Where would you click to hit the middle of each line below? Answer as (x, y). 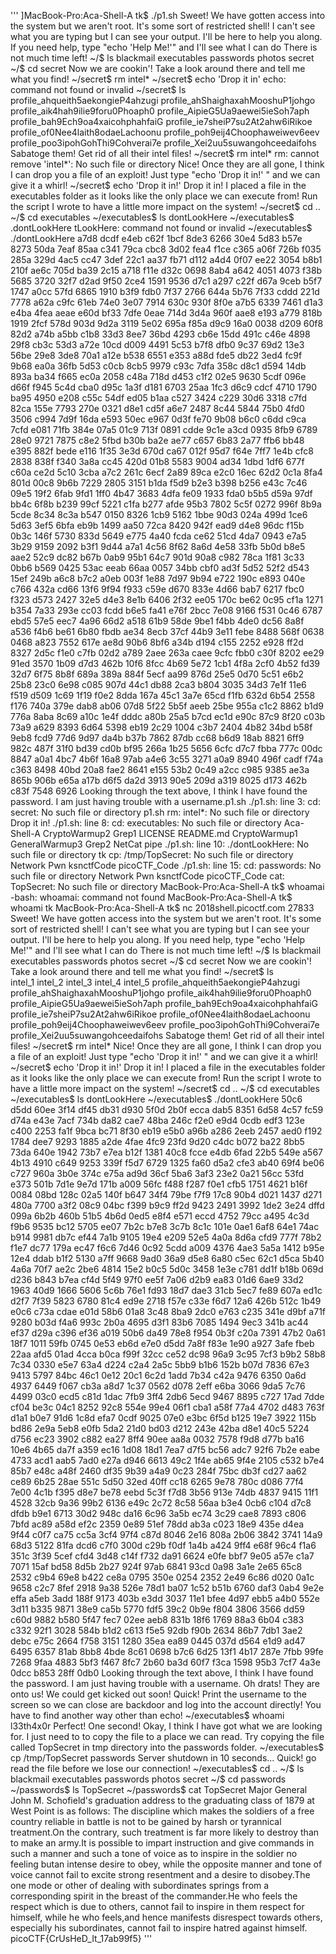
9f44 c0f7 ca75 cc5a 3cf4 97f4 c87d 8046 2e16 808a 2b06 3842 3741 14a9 (166, 1534)
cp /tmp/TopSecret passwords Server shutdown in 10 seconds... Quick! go (163, 1758)
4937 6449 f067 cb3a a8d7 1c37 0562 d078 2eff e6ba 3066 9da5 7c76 (158, 1386)
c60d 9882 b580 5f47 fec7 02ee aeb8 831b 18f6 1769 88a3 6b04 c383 (157, 1619)
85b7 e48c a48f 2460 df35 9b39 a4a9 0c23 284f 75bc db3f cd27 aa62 (158, 1471)
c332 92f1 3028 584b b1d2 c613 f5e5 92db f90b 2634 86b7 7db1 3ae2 (156, 1630)
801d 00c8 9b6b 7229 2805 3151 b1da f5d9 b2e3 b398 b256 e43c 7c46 (159, 483)
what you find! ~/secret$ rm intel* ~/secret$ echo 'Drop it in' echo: (148, 79)
